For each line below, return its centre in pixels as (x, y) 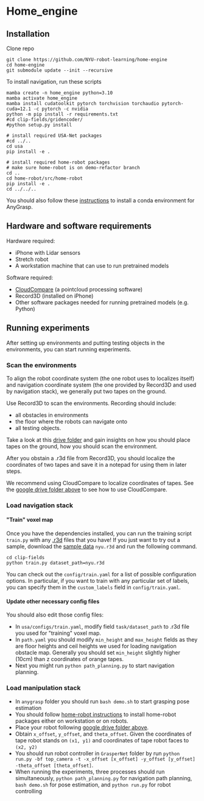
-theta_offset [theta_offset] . (54, 765)
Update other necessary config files (53, 601)
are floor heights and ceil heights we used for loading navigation (96, 646)
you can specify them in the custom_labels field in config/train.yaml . (93, 587)
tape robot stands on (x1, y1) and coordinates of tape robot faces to (102, 740)
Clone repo (20, 48)
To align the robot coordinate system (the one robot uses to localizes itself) (100, 378)
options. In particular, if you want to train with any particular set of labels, (98, 581)
